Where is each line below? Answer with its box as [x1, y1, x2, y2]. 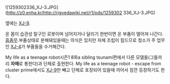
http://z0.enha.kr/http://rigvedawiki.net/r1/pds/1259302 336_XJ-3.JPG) [7, 10, 156, 16]
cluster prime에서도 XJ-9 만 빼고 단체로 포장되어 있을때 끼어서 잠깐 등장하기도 [5, 67, 160, 73]
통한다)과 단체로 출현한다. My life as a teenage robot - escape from [24, 61, 161, 66]
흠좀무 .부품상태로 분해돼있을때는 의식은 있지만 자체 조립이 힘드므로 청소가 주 [5, 37, 156, 43]
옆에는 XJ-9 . [5, 20, 30, 26]
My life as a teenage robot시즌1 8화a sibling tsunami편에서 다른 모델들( [5, 54, 150, 60]
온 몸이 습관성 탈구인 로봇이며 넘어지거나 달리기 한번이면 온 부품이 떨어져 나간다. [5, 31, 164, 37]
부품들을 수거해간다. [26, 44, 66, 50]
